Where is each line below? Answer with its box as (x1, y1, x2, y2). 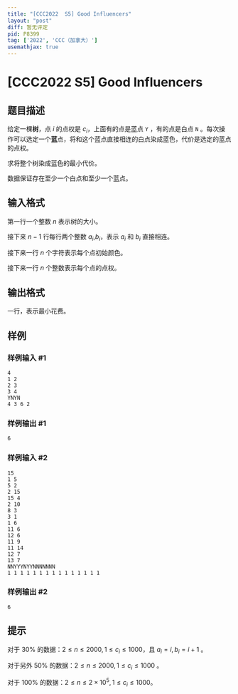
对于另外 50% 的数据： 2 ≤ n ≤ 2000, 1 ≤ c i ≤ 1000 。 (7, 661, 163, 672)
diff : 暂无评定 (7, 24, 48, 31)
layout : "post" (7, 17, 53, 24)
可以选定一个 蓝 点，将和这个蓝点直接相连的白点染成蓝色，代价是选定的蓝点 (13, 135, 232, 143)
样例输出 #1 (7, 418, 46, 428)
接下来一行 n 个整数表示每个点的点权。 (7, 264, 121, 272)
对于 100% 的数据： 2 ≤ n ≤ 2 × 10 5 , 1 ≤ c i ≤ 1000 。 (7, 677, 157, 688)
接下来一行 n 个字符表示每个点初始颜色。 (7, 249, 127, 257)
